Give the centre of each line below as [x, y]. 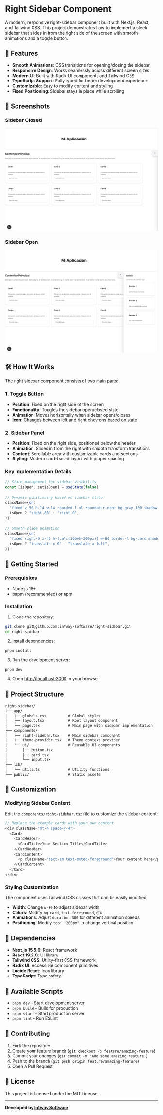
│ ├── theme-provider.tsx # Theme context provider [63, 740]
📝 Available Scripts [34, 991]
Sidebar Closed [24, 120]
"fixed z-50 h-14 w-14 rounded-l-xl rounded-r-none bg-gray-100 [76, 508]
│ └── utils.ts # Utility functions [57, 769]
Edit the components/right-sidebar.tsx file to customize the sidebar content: [81, 814]
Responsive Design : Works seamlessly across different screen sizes [81, 70]
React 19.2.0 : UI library [35, 955]
